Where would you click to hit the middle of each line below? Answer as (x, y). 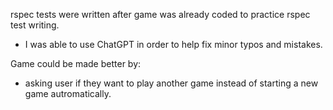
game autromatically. (68, 93)
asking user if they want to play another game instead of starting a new (171, 83)
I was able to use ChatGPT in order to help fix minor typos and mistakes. (173, 44)
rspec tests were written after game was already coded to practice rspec (160, 14)
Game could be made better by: (76, 63)
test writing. (35, 25)
